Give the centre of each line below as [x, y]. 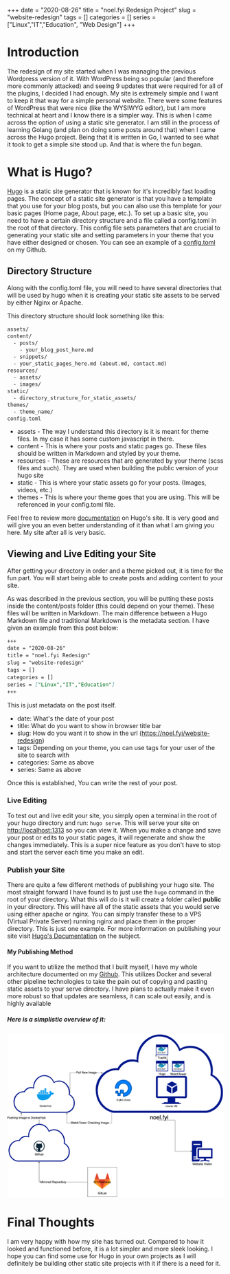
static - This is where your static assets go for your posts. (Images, [112, 482]
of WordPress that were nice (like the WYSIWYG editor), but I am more [106, 108]
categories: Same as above [56, 762]
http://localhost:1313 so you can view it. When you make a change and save [114, 830]
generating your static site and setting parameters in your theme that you [111, 235]
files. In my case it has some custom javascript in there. [95, 439]
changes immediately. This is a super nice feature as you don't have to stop [114, 844]
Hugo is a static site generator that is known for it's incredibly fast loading [112, 191]
